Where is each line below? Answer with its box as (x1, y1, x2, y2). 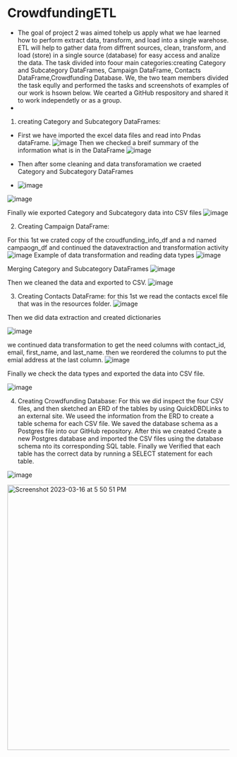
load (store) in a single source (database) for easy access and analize (17, 51, 220, 59)
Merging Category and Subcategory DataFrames (7, 264, 150, 273)
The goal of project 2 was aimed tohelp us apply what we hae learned (17, 28, 221, 37)
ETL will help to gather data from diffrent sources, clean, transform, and (17, 43, 226, 52)
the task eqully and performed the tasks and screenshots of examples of (17, 81, 229, 89)
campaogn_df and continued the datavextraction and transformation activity (7, 243, 229, 252)
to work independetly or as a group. (17, 96, 122, 104)
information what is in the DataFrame (17, 146, 126, 154)
